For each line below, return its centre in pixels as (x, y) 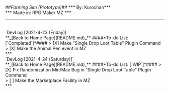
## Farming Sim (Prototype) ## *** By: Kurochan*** (58, 7)
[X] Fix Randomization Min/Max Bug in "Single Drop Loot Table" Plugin (78, 70)
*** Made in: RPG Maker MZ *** (38, 13)
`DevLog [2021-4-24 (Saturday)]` (39, 59)
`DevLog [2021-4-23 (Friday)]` (37, 32)
